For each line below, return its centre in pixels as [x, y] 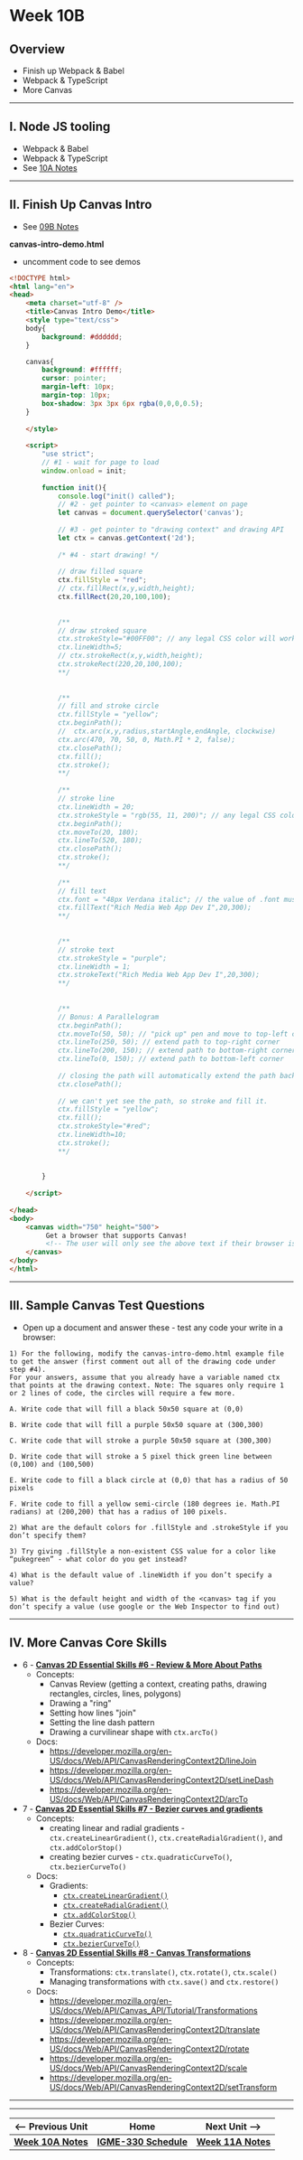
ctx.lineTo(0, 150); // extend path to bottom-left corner [170, 1059]
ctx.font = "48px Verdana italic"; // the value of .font [169, 899]
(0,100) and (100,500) [52, 1464]
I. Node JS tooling [60, 127]
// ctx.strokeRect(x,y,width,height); [130, 656]
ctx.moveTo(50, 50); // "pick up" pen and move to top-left [173, 1034]
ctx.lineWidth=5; [90, 647]
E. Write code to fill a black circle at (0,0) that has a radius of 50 [149, 1480]
